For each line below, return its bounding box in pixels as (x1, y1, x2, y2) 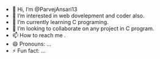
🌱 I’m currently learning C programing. (12, 19, 109, 25)
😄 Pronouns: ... (12, 40, 52, 48)
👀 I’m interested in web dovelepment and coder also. (12, 12, 145, 19)
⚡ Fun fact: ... (12, 47, 46, 54)
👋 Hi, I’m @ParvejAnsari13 (12, 6, 78, 13)
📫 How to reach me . (12, 32, 66, 39)
